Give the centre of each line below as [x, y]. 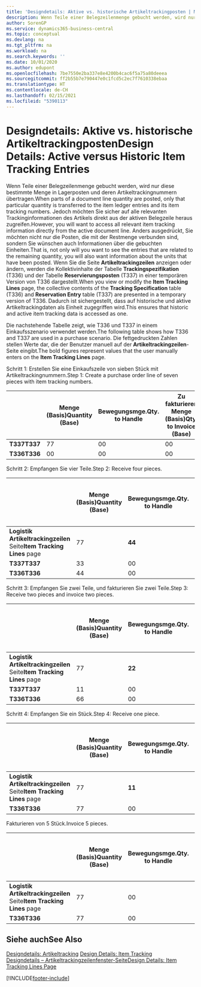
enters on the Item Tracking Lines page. [56, 357]
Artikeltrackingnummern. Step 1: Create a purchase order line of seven [92, 375]
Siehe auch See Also [44, 939]
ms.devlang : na [25, 40]
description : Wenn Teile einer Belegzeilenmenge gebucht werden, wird [96, 17]
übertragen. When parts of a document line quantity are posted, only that [96, 198]
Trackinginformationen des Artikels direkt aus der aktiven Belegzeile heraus [99, 217]
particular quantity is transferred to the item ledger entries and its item [93, 205]
